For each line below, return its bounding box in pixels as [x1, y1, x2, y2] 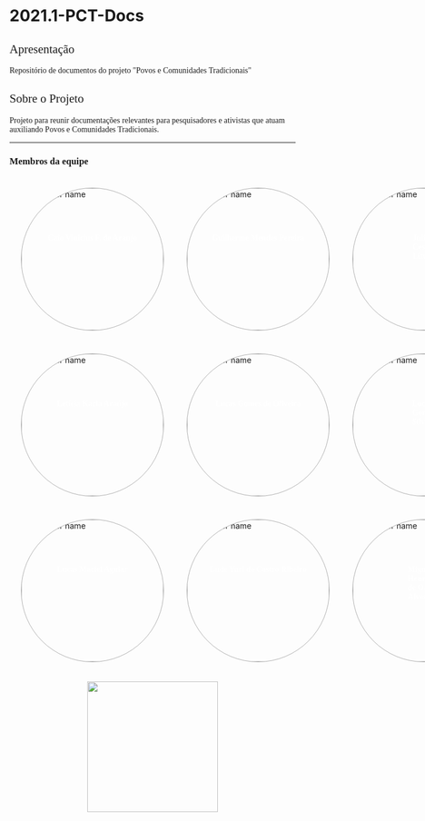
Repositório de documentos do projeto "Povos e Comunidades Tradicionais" [9, 65, 252, 75]
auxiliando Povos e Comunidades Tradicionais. [9, 124, 160, 134]
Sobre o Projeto [9, 92, 84, 106]
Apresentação [9, 42, 75, 56]
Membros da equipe [9, 155, 89, 167]
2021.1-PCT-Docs [9, 5, 144, 26]
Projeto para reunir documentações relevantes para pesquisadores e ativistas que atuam [9, 115, 286, 125]
